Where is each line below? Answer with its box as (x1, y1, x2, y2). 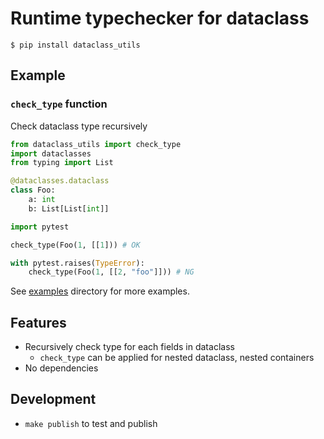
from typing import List (10, 158, 114, 168)
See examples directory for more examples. (10, 285, 190, 297)
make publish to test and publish (24, 417, 158, 429)
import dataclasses (10, 148, 92, 159)
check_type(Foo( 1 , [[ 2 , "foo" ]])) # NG (28, 267, 195, 277)
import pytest (10, 222, 70, 232)
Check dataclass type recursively (10, 120, 148, 132)
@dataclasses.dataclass (10, 176, 110, 186)
